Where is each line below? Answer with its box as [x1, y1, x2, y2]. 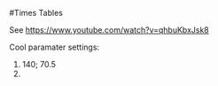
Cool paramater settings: [9, 42, 100, 52]
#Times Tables [9, 8, 64, 18]
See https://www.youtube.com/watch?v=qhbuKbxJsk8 [9, 25, 210, 35]
